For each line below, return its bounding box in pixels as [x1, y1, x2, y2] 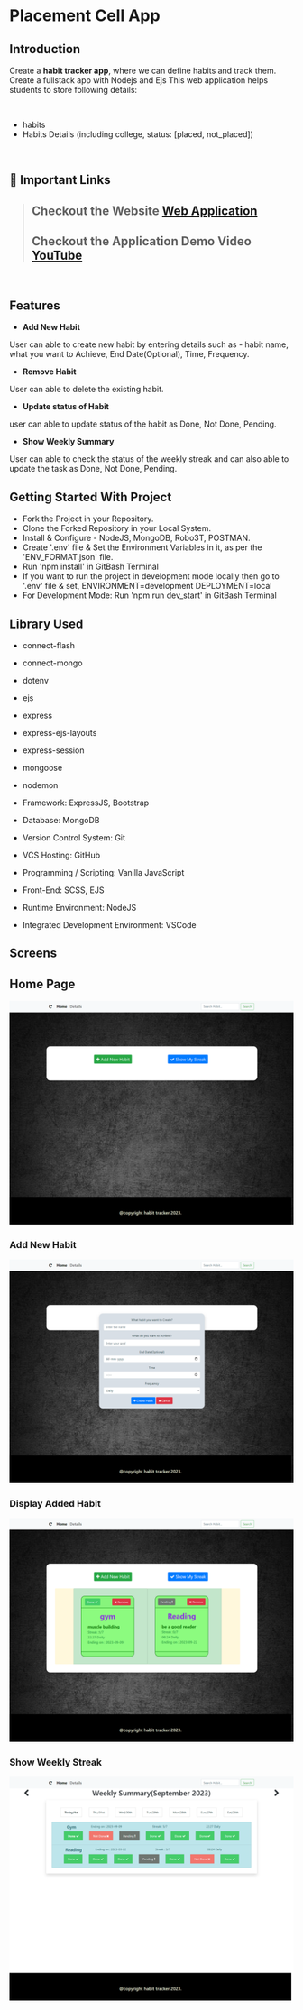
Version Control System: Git [22, 832, 126, 843]
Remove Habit [22, 366, 77, 377]
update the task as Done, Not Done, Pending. [9, 463, 178, 474]
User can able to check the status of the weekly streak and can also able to [9, 454, 289, 464]
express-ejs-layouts [22, 728, 97, 739]
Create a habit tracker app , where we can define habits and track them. [9, 65, 277, 76]
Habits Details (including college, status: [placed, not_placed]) [22, 129, 254, 140]
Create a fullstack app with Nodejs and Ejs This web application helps [9, 75, 269, 86]
